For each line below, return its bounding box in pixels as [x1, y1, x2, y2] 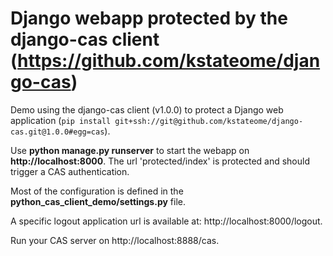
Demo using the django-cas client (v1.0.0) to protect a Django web [10, 103, 284, 116]
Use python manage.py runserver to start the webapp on [10, 144, 250, 156]
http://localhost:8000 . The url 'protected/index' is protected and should [10, 155, 311, 167]
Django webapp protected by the [10, 7, 288, 30]
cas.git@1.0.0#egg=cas [10, 127, 105, 137]
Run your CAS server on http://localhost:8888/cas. [10, 234, 220, 246]
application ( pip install [10, 114, 112, 126]
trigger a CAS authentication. [10, 165, 130, 177]
